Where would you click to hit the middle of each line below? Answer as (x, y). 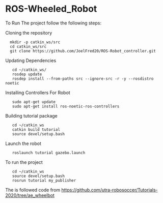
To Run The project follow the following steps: (53, 23)
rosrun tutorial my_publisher (44, 180)
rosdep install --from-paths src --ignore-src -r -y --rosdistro (83, 79)
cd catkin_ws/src (28, 46)
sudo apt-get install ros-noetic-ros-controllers (66, 106)
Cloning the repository (29, 33)
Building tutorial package (31, 115)
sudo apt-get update (34, 102)
